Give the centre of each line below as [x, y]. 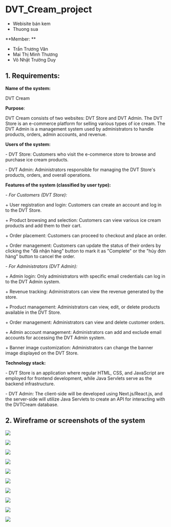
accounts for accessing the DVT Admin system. [56, 338]
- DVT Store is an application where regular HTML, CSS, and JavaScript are [85, 373]
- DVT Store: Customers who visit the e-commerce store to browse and [81, 154]
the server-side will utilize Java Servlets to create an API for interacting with [85, 399]
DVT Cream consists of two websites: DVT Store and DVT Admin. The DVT [84, 118]
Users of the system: [28, 144]
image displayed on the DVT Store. [42, 353]
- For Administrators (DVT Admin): [41, 266]
